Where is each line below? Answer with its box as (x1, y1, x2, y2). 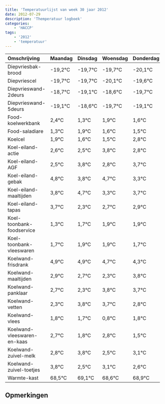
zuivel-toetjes (7, 366, 40, 373)
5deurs (7, 105, 25, 112)
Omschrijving (7, 55, 40, 62)
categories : (5, 21, 29, 26)
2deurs (7, 92, 25, 98)
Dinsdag (77, 55, 97, 62)
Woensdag (102, 55, 128, 62)
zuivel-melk (7, 352, 36, 359)
